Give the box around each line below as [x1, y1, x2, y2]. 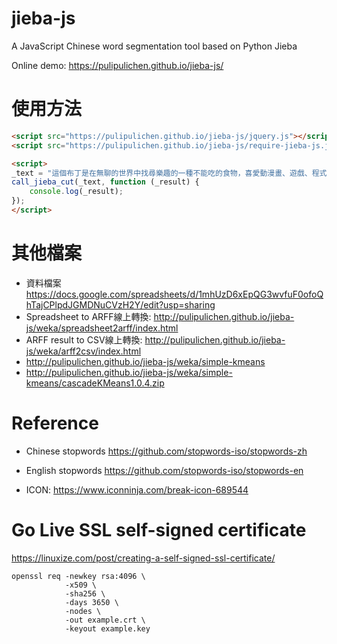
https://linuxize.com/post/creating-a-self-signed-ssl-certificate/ [11, 552, 276, 564]
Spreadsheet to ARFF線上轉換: [25, 310, 152, 322]
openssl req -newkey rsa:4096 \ [11, 571, 146, 581]
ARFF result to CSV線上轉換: [25, 333, 143, 346]
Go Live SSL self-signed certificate [11, 518, 307, 541]
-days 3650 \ [64, 597, 119, 607]
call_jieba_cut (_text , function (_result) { [11, 177, 200, 187]
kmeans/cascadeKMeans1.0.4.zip [25, 377, 165, 389]
